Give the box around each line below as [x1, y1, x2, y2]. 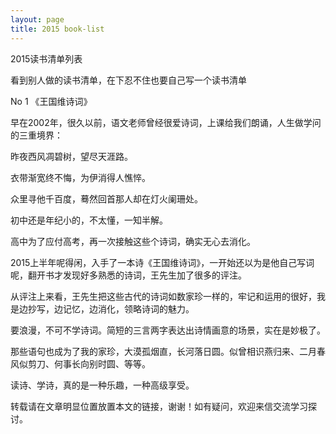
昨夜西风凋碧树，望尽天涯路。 [10, 150, 133, 162]
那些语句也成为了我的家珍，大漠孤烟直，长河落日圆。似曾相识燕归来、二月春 [10, 345, 326, 357]
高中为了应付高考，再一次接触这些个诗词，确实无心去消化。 [10, 235, 256, 247]
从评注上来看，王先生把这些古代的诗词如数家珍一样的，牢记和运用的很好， [10, 290, 317, 302]
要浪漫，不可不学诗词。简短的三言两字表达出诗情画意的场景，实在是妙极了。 [10, 324, 326, 336]
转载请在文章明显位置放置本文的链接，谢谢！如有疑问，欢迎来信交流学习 [10, 400, 308, 412]
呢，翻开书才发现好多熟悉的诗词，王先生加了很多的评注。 [10, 269, 247, 281]
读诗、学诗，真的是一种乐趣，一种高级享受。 [10, 379, 195, 391]
